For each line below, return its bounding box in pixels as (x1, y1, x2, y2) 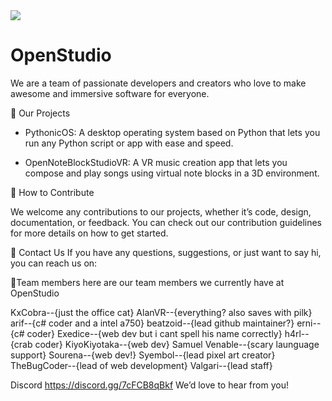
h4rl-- (284, 327, 310, 339)
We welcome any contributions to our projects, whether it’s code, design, (10, 205, 312, 218)
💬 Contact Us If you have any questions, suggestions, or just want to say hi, (10, 246, 322, 258)
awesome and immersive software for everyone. (10, 87, 210, 99)
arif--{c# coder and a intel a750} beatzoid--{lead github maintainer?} (10, 317, 295, 329)
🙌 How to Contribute (10, 186, 95, 198)
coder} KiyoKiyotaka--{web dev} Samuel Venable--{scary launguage (34, 338, 320, 350)
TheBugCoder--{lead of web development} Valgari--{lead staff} (10, 359, 273, 371)
